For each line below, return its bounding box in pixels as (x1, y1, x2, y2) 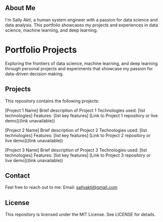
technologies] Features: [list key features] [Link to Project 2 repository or (5, 132, 151, 138)
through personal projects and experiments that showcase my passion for (5, 65, 153, 71)
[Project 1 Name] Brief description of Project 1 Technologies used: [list (5, 107, 145, 113)
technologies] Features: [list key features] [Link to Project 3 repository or (5, 152, 151, 158)
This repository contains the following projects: (5, 98, 100, 104)
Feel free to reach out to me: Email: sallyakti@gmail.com (5, 184, 118, 190)
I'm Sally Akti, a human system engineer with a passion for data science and (5, 17, 158, 22)
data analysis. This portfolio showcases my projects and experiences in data (5, 22, 158, 28)
